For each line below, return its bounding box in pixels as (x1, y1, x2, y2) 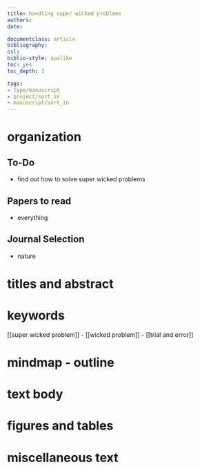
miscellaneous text (7, 450, 119, 466)
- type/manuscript (7, 86, 60, 93)
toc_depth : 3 (7, 67, 45, 75)
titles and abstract (7, 276, 114, 291)
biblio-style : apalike (7, 55, 72, 62)
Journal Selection (7, 233, 85, 246)
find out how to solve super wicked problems (17, 175, 146, 183)
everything (17, 213, 48, 221)
